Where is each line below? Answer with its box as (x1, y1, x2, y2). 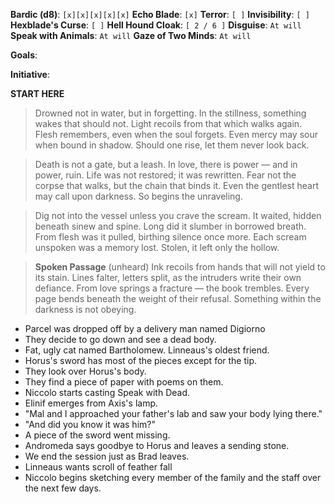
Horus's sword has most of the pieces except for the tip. (24, 355, 258, 366)
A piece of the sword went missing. (24, 429, 171, 441)
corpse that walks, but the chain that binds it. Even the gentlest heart (34, 180, 320, 191)
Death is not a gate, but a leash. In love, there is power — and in (34, 159, 298, 170)
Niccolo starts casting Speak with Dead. (24, 387, 191, 398)
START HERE (10, 88, 65, 99)
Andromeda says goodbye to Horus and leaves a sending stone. (24, 440, 290, 451)
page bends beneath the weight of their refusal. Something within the (34, 293, 322, 304)
